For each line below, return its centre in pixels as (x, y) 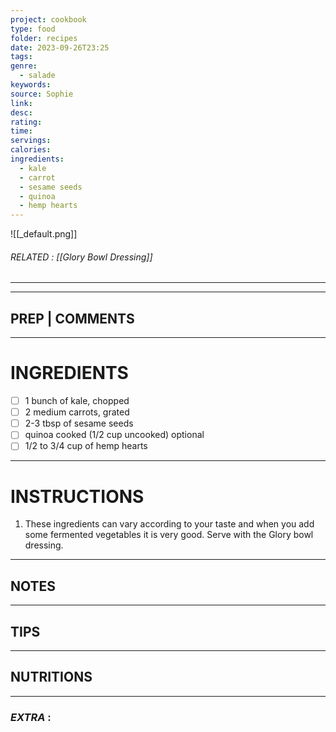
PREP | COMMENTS (72, 318)
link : (21, 103)
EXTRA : (31, 717)
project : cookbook (48, 19)
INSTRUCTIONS (77, 496)
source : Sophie (42, 94)
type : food (33, 29)
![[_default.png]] (44, 234)
